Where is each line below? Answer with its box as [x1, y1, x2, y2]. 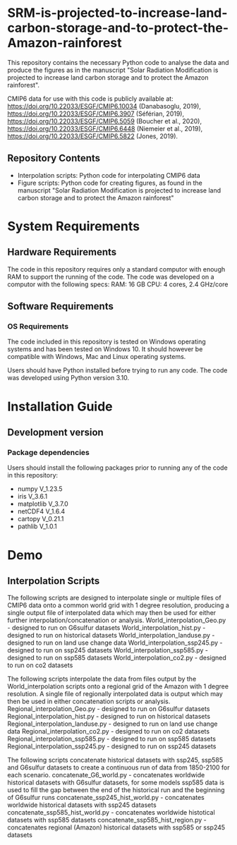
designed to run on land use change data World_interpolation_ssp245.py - [7, 638, 223, 647]
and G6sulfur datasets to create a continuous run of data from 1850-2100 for [7, 763, 230, 772]
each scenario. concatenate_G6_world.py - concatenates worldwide [7, 771, 205, 779]
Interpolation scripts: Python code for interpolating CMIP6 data [17, 171, 201, 179]
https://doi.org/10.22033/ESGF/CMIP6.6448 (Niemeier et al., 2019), [7, 124, 203, 133]
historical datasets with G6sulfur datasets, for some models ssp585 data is [7, 778, 224, 787]
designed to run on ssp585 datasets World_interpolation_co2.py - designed [7, 654, 227, 662]
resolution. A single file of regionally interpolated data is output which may [7, 690, 224, 698]
